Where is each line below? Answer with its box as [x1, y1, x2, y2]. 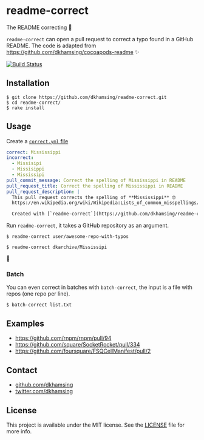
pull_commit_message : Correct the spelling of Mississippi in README [6, 177, 186, 183]
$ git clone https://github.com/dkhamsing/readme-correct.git [6, 94, 167, 100]
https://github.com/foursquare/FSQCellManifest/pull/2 [15, 347, 151, 355]
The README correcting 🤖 [6, 24, 72, 31]
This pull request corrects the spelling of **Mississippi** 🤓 [12, 194, 176, 200]
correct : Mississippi [6, 149, 61, 155]
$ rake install [6, 104, 45, 111]
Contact [6, 365, 38, 375]
